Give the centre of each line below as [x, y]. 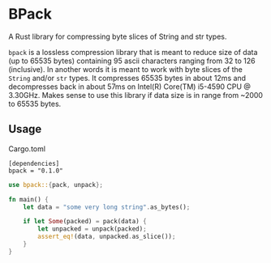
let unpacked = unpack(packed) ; [92, 229]
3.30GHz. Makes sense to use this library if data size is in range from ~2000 [136, 95]
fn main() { [28, 199]
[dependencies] [34, 163]
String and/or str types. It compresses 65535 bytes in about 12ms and [127, 78]
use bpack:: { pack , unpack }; [56, 185]
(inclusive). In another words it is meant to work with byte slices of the [126, 69]
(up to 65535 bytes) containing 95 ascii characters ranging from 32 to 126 [132, 61]
